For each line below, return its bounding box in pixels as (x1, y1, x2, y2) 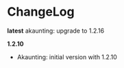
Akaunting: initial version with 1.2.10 (16, 52, 118, 61)
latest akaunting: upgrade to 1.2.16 (7, 27, 105, 35)
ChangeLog (7, 4, 75, 20)
